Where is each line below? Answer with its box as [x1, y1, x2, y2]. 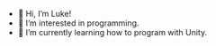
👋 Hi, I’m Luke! [17, 9, 72, 19]
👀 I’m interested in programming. [17, 18, 139, 28]
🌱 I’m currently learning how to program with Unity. [17, 27, 208, 37]
